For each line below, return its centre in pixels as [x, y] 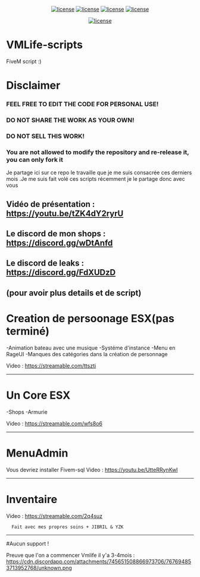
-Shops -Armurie [27, 412]
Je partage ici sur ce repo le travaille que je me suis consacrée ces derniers [99, 172]
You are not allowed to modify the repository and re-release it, [98, 152]
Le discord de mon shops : [56, 234]
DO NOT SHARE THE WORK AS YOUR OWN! [71, 120]
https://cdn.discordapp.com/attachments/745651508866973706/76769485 [99, 561]
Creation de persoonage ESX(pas [90, 318]
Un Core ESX [38, 395]
